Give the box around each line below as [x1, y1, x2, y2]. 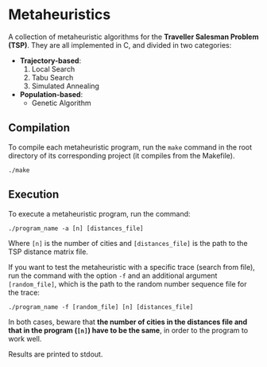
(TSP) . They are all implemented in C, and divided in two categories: [8, 40, 232, 49]
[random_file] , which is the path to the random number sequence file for [8, 279, 247, 288]
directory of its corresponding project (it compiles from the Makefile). [8, 150, 235, 160]
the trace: [8, 287, 40, 297]
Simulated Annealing [31, 81, 99, 91]
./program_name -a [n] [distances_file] [8, 224, 145, 232]
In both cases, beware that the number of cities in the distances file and [8, 317, 248, 326]
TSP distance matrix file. [8, 247, 89, 256]
